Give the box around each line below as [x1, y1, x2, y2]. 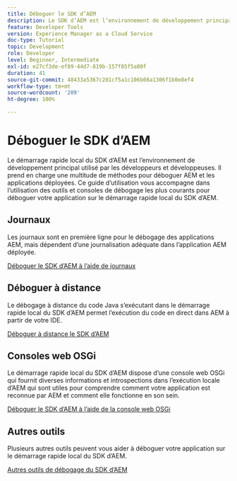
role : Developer [7, 50, 55, 57]
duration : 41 [7, 69, 46, 76]
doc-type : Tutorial [7, 37, 65, 44]
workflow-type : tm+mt [7, 83, 71, 90]
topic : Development [7, 43, 65, 50]
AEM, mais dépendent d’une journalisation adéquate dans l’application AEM [7, 240, 227, 248]
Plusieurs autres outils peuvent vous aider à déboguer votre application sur [7, 444, 226, 453]
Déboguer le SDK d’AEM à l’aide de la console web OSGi [7, 405, 171, 414]
